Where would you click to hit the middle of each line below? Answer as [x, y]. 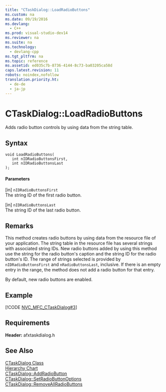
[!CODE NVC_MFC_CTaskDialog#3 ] [41, 307]
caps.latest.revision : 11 [32, 70]
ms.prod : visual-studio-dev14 [37, 33]
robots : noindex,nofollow [32, 75]
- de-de [18, 84]
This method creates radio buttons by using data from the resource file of [81, 238]
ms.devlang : [17, 24]
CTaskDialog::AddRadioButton [36, 373]
